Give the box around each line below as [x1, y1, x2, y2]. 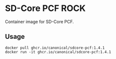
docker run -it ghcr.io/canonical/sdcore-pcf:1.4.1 [5, 49, 111, 54]
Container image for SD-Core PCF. [5, 19, 74, 24]
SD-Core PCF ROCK [5, 3, 86, 14]
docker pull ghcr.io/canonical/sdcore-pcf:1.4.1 [5, 45, 105, 50]
